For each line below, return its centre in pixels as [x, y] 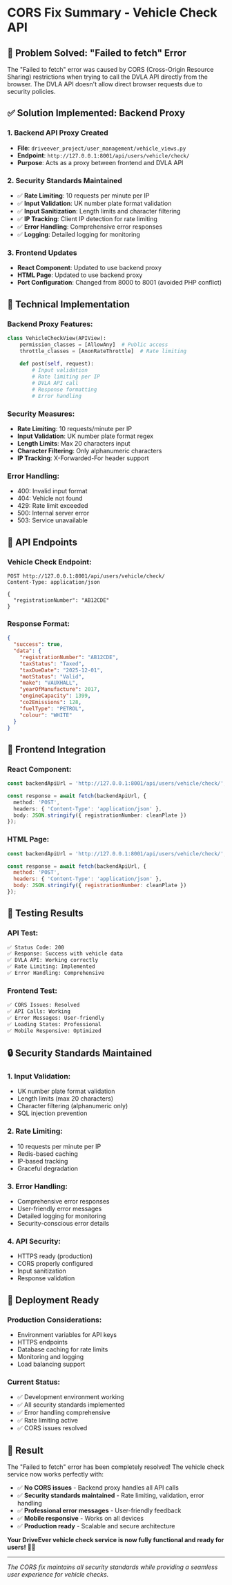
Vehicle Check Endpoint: [49, 562]
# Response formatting [65, 389]
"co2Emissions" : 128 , [50, 703]
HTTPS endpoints [42, 1342]
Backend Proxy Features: [50, 324]
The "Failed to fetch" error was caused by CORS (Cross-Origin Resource [110, 69]
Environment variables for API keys [67, 1334]
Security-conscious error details [63, 1223]
